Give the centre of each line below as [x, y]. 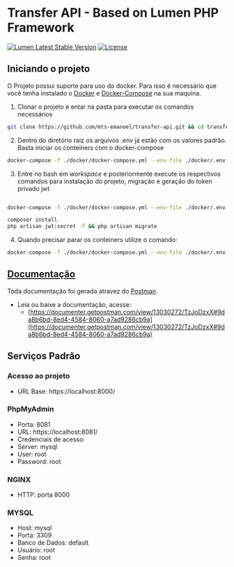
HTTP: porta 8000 [44, 495]
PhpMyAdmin [31, 409]
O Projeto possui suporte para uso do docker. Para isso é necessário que [112, 86]
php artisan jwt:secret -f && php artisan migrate [82, 227]
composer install [32, 220]
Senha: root [34, 558]
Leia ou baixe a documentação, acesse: [74, 304]
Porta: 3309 [34, 536]
